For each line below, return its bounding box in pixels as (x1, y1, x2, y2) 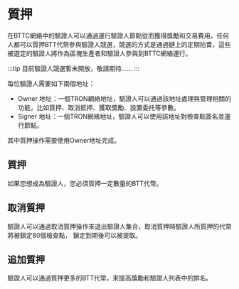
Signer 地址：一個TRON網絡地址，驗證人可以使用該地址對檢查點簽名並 (17, 111, 225, 121)
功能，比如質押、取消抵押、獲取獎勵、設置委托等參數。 (17, 103, 180, 111)
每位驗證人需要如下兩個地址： (7, 79, 95, 87)
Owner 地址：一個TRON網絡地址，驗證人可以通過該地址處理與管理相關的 (17, 94, 231, 103)
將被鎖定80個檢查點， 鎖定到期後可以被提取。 (7, 231, 142, 239)
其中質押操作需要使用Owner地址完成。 (7, 136, 121, 144)
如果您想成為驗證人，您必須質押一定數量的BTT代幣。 (7, 179, 163, 187)
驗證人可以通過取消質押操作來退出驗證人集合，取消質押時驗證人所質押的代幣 (7, 222, 232, 231)
